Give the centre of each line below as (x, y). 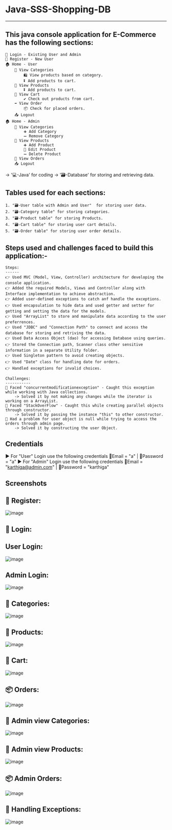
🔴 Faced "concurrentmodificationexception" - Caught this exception (80, 388)
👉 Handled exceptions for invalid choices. (53, 369)
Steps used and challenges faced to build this (79, 248)
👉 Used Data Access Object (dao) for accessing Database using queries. (86, 338)
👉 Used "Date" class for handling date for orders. (63, 362)
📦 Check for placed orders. (55, 108)
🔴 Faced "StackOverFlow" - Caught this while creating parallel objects (84, 406)
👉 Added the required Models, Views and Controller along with (75, 288)
